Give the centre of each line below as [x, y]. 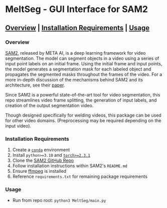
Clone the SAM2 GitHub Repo [43, 161]
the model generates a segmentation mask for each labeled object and [78, 69]
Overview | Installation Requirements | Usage [77, 28]
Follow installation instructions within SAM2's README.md [70, 166]
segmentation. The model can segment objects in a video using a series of [82, 58]
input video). [18, 126]
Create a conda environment [41, 150]
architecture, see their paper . [35, 85]
